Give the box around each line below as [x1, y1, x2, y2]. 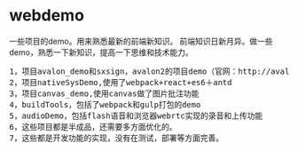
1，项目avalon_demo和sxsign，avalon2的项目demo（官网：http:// [9, 66, 271, 76]
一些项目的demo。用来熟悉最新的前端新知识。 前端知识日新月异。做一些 [9, 36, 273, 46]
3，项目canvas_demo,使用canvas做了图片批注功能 [9, 88, 200, 99]
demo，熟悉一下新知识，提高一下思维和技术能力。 [9, 46, 193, 58]
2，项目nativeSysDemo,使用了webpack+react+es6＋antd [9, 77, 232, 87]
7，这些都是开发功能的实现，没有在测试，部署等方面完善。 [9, 132, 224, 143]
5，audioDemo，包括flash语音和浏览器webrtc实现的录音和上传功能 [9, 110, 263, 121]
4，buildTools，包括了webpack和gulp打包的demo [9, 99, 201, 109]
